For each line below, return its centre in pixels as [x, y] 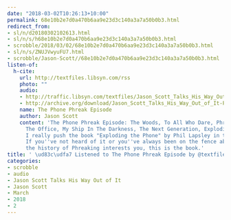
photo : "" [34, 84]
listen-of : [23, 65]
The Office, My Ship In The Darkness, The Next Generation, [113, 129]
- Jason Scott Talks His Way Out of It [64, 180]
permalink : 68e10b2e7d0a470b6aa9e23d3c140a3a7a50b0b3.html [93, 20]
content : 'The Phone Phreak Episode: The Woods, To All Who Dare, [117, 122]
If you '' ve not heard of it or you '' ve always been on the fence [121, 142]
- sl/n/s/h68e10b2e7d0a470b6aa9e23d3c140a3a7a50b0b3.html [92, 39]
